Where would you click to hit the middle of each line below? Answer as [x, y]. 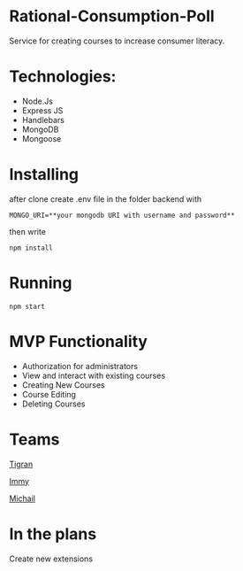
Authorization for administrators [80, 366]
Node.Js [37, 101]
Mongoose [42, 138]
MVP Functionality [79, 341]
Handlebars [43, 120]
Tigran [21, 464]
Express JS [42, 110]
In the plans [53, 534]
